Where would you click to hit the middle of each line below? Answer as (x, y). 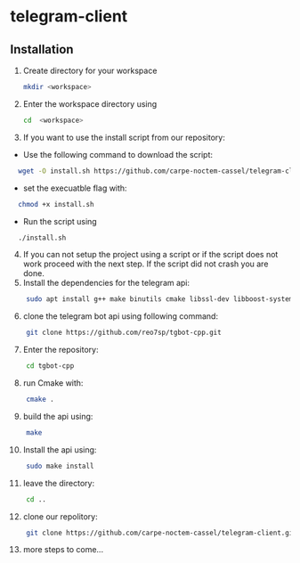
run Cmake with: (53, 383)
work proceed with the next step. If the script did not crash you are (146, 264)
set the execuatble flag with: (75, 188)
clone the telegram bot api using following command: (121, 316)
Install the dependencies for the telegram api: (106, 283)
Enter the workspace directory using (90, 103)
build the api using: (58, 416)
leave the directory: (59, 483)
